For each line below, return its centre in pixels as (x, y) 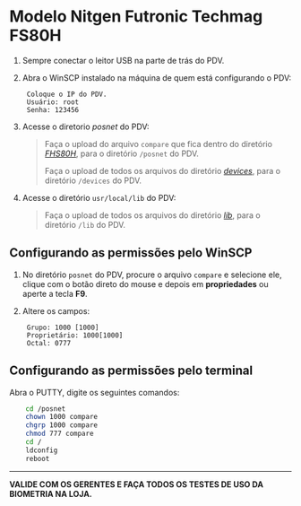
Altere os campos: (56, 310)
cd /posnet (46, 409)
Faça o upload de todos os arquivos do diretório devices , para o (162, 170)
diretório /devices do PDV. (93, 180)
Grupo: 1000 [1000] (63, 327)
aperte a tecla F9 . (55, 293)
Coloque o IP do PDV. (67, 94)
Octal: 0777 (49, 343)
